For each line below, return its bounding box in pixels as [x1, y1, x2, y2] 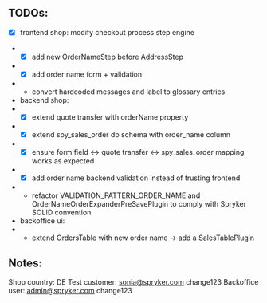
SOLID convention [31, 207, 92, 218]
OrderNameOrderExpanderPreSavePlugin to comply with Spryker [31, 199, 247, 209]
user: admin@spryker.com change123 [8, 286, 133, 296]
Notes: [8, 256, 42, 270]
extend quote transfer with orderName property [31, 112, 189, 122]
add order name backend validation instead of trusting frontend [31, 173, 241, 183]
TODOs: [8, 6, 49, 20]
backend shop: [19, 96, 69, 104]
